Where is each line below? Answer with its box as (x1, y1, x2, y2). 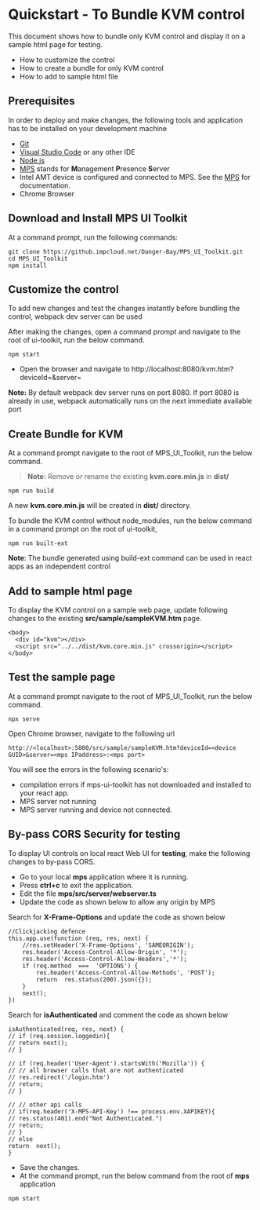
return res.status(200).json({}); (36, 975, 153, 983)
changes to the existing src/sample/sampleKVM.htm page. (8, 614, 202, 623)
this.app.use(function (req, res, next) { (8, 934, 149, 942)
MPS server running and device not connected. (19, 805, 172, 814)
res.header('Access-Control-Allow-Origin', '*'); (22, 948, 188, 956)
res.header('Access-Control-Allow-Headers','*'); (22, 955, 188, 963)
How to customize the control (19, 55, 115, 64)
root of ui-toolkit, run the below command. (8, 335, 145, 345)
